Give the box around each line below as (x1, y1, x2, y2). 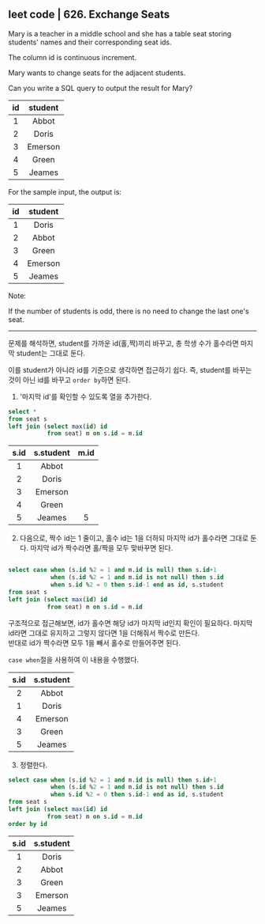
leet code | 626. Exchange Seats (8, 8, 170, 21)
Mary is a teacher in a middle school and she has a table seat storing (8, 28, 232, 38)
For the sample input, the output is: (8, 187, 122, 196)
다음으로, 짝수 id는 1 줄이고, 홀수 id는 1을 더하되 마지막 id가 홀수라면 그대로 (19, 533, 249, 543)
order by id (8, 820, 47, 827)
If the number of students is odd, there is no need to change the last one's (8, 306, 250, 316)
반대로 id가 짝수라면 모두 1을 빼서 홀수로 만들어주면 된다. (8, 638, 181, 647)
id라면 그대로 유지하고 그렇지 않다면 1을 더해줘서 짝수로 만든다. (8, 628, 200, 638)
